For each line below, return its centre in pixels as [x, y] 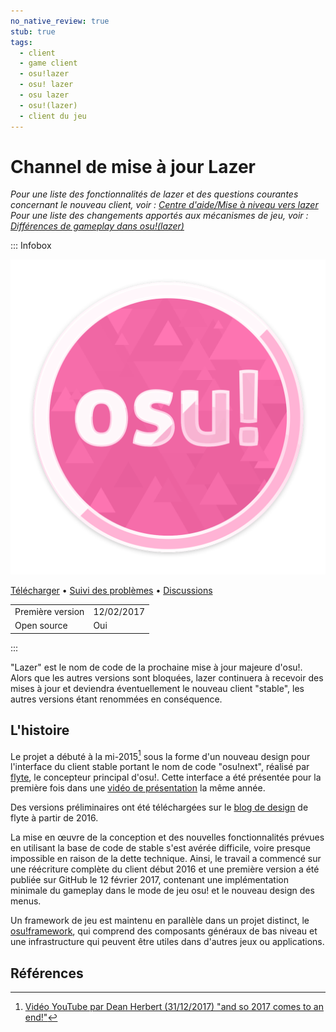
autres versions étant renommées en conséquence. [116, 699]
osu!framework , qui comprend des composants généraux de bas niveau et [164, 931]
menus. [26, 901]
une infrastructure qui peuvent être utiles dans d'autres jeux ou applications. [167, 942]
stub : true [33, 31]
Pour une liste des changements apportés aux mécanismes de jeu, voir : [159, 216]
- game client [48, 63]
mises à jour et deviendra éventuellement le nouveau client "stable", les [157, 688]
